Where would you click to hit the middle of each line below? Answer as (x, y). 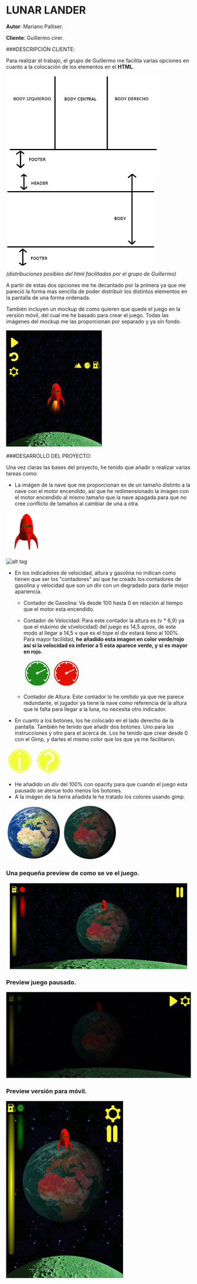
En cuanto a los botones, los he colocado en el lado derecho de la (94, 720)
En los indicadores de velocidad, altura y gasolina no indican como (95, 573)
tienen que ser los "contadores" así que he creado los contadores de (98, 579)
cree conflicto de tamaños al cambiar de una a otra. (77, 503)
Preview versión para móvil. (47, 1091)
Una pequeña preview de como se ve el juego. (73, 873)
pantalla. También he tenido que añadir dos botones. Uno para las (94, 726)
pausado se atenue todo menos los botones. (68, 790)
